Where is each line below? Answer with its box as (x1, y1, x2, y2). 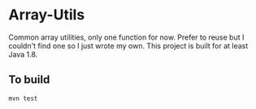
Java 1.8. (8, 49, 38, 59)
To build (8, 73, 50, 86)
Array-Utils (8, 6, 85, 24)
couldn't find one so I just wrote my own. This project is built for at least (8, 40, 249, 50)
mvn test (8, 94, 38, 103)
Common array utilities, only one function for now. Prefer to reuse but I (8, 32, 245, 42)
